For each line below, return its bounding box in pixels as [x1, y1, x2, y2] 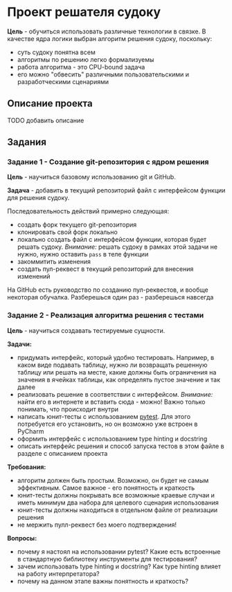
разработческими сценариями [17, 77, 109, 85]
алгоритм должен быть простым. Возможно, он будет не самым [17, 476, 209, 484]
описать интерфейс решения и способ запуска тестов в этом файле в [17, 442, 224, 450]
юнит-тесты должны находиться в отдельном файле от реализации [17, 505, 218, 514]
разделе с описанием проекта [17, 449, 108, 457]
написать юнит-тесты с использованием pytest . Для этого [17, 412, 191, 420]
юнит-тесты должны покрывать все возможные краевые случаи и [17, 491, 215, 499]
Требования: [7, 463, 46, 471]
